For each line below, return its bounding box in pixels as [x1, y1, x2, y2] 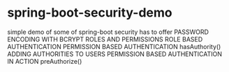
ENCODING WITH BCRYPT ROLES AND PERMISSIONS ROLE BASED [7, 35, 203, 43]
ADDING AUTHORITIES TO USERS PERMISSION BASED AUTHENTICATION [7, 50, 222, 58]
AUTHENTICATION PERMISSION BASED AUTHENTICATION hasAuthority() [7, 42, 221, 51]
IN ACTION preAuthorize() [7, 57, 82, 65]
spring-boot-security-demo [7, 5, 172, 21]
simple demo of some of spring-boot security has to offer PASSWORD [7, 28, 209, 36]
